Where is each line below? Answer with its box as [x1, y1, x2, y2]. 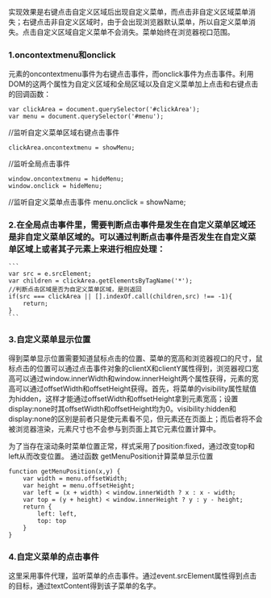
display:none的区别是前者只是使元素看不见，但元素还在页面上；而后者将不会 [8, 414, 263, 424]
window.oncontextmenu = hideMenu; [8, 175, 125, 183]
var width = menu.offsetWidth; [23, 475, 128, 483]
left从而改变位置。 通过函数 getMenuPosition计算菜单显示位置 [8, 451, 214, 461]
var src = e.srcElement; [8, 270, 92, 278]
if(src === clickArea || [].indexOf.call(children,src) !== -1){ [8, 292, 232, 300]
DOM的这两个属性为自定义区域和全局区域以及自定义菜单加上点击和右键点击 [8, 79, 259, 89]
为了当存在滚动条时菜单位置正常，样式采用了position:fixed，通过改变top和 [8, 441, 256, 450]
